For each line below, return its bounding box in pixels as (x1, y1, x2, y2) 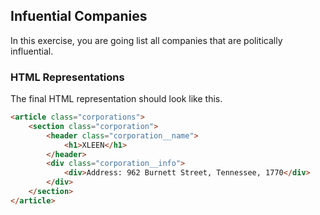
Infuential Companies (10, 8, 148, 25)
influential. (10, 45, 54, 57)
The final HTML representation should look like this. (10, 93, 223, 105)
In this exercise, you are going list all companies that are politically (10, 34, 283, 46)
